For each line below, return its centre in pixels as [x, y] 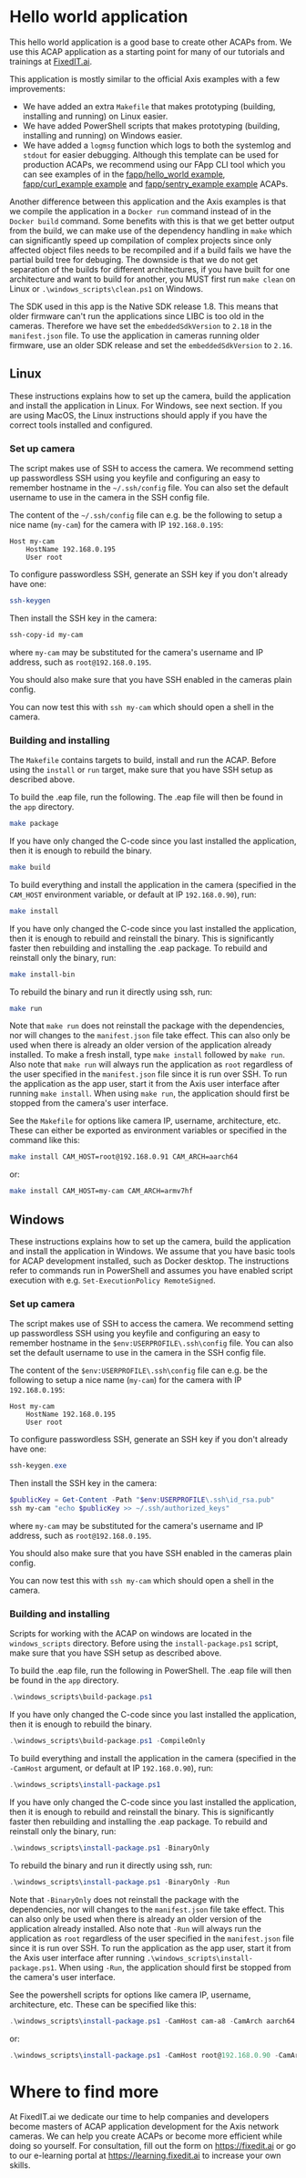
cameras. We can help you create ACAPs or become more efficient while [146, 2136]
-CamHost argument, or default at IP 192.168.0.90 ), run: [112, 1768]
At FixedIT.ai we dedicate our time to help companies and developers [139, 2117]
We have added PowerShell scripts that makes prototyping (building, [151, 126]
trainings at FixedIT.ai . [51, 61]
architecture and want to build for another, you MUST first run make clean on [153, 279]
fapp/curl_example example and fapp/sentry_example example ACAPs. [155, 183]
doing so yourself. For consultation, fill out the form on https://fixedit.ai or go [153, 2146]
